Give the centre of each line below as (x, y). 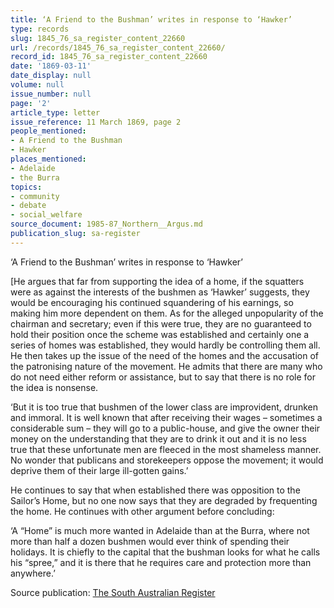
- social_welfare (46, 215)
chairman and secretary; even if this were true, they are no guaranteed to (161, 323)
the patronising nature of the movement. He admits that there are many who (166, 366)
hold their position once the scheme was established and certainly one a (160, 334)
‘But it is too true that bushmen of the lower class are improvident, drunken (164, 407)
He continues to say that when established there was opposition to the (155, 490)
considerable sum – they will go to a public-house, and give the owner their (165, 428)
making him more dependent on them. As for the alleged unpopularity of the (167, 313)
